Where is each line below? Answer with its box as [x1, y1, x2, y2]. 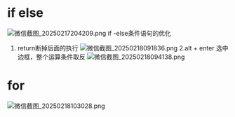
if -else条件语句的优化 [107, 29, 172, 37]
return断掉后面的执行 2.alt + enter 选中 [17, 43, 229, 52]
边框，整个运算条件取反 [17, 53, 86, 61]
